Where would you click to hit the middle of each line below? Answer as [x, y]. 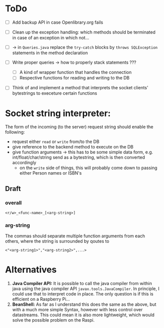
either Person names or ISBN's [51, 173]
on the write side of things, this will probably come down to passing [88, 168]
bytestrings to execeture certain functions [55, 93]
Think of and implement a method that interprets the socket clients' [80, 88]
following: [15, 132]
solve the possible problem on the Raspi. [53, 320]
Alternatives [31, 270]
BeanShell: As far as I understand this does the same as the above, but [84, 304]
